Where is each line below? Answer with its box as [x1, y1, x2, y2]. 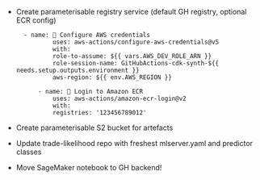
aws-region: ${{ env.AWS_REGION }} [52, 73, 172, 82]
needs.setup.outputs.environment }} [15, 66, 140, 74]
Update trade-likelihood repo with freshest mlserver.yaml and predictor [15, 139, 253, 148]
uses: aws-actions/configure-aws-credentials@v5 [52, 38, 220, 46]
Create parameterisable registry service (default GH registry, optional [15, 7, 247, 16]
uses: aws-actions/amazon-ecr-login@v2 [52, 94, 187, 103]
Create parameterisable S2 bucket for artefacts [15, 123, 174, 132]
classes [15, 147, 42, 157]
